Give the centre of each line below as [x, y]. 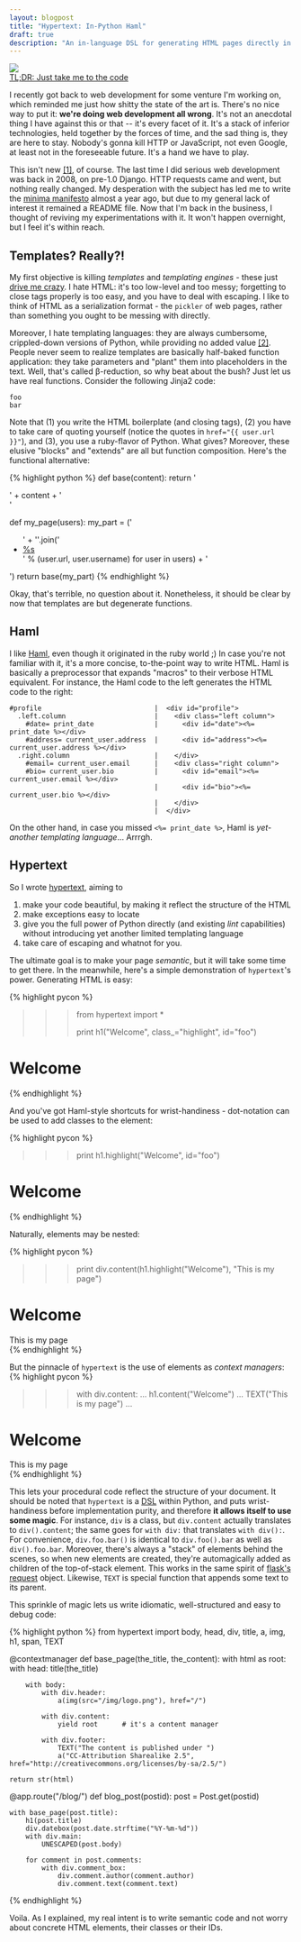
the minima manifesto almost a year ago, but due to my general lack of [140, 198]
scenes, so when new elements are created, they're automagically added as [150, 1559]
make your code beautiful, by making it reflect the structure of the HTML [157, 904]
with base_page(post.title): [64, 1813]
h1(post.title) [54, 1821]
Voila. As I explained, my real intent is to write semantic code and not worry [149, 1918]
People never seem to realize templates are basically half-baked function [145, 352]
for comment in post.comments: [84, 1860]
